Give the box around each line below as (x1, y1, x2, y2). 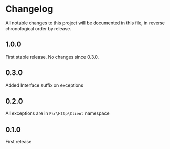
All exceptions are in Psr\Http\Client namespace (5, 110, 110, 116)
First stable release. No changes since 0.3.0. (5, 54, 99, 60)
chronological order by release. (5, 25, 72, 31)
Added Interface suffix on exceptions (5, 82, 83, 88)
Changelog (5, 3, 53, 15)
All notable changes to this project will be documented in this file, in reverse (5, 20, 165, 26)
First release (5, 139, 32, 145)
